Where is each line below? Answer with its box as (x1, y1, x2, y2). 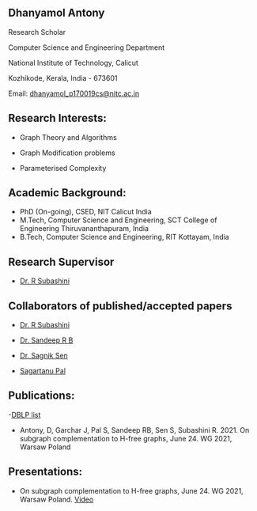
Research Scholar (8, 27, 66, 36)
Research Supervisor (8, 255, 115, 268)
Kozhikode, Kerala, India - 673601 (8, 73, 118, 82)
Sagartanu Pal (19, 366, 66, 376)
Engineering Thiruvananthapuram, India (19, 224, 149, 233)
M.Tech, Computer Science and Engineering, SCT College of (19, 215, 217, 225)
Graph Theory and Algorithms (19, 132, 117, 142)
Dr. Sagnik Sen (19, 351, 69, 361)
